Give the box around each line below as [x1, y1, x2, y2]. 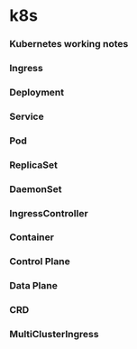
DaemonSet [9, 182, 62, 195]
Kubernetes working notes [9, 38, 129, 51]
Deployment [9, 86, 65, 98]
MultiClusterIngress [9, 328, 99, 341]
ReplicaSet [9, 159, 59, 171]
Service [9, 110, 44, 123]
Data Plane [9, 280, 59, 292]
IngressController [9, 207, 88, 219]
